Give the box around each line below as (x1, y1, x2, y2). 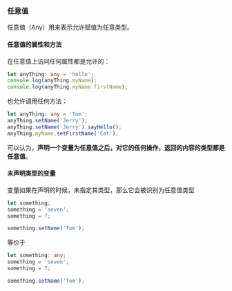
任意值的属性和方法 (7, 40, 62, 48)
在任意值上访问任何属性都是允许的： (7, 57, 110, 65)
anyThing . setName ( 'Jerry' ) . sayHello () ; (7, 123, 122, 131)
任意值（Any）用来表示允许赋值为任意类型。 (7, 23, 133, 32)
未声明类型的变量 (7, 169, 56, 178)
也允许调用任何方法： (7, 97, 68, 105)
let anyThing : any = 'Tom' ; (7, 111, 88, 118)
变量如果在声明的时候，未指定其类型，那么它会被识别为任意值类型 (7, 185, 195, 194)
